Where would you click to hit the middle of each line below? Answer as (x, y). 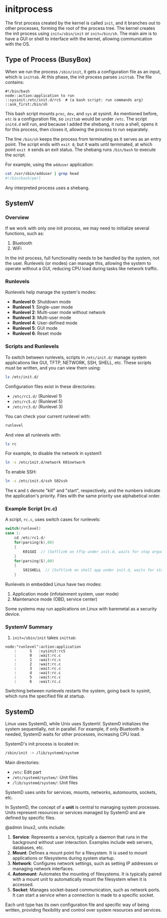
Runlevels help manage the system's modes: (51, 292)
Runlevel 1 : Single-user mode (42, 307)
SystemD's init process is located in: (42, 744)
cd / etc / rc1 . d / (30, 538)
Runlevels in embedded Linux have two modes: (53, 584)
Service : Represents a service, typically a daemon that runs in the (80, 837)
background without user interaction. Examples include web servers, (83, 842)
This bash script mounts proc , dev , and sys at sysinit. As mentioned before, (82, 113)
